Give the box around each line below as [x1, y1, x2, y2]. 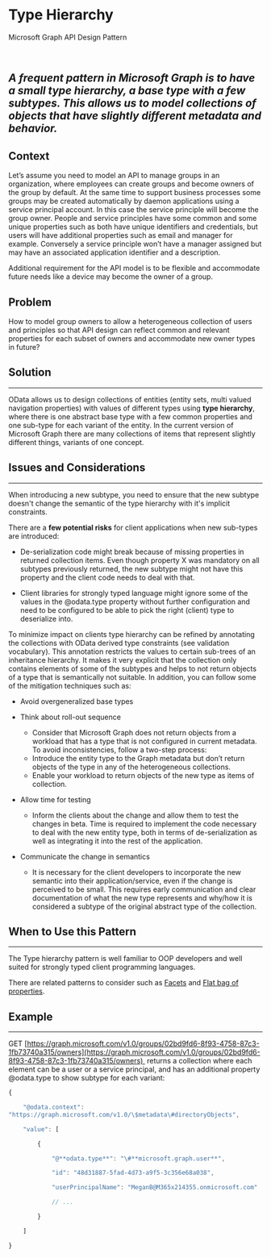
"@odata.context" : [23, 1103, 85, 1112]
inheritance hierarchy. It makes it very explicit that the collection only [8, 655, 237, 664]
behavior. [8, 122, 58, 135]
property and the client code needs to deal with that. [19, 572, 195, 582]
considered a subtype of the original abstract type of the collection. [31, 901, 256, 911]
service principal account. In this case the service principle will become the [8, 205, 260, 214]
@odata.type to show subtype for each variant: [8, 1073, 165, 1083]
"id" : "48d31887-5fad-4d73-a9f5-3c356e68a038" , [51, 1169, 215, 1177]
